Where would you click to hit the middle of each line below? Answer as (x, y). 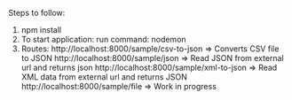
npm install (41, 30)
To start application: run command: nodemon (104, 39)
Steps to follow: (37, 13)
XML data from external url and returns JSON (104, 77)
